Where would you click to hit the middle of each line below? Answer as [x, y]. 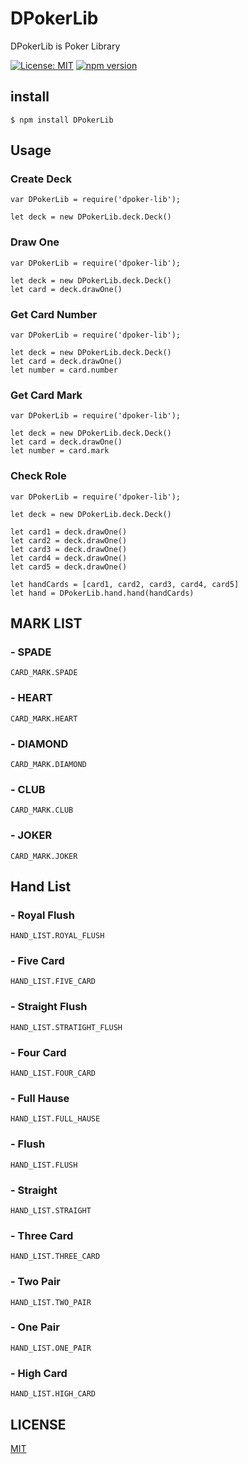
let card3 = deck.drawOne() [69, 549]
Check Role [38, 476]
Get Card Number [54, 314]
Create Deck [41, 179]
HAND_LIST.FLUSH [44, 1165]
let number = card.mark [60, 451]
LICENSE [38, 1424]
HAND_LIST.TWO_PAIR [51, 1302]
